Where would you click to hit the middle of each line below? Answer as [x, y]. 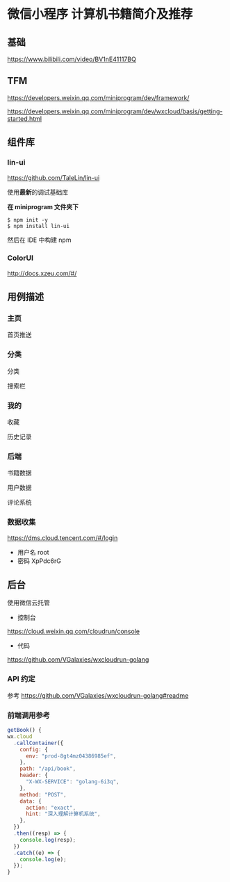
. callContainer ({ [39, 743]
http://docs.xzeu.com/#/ [42, 273]
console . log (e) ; [43, 859]
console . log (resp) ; [48, 840]
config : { [34, 749]
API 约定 [21, 679]
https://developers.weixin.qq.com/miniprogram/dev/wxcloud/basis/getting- [115, 111]
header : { [34, 776]
